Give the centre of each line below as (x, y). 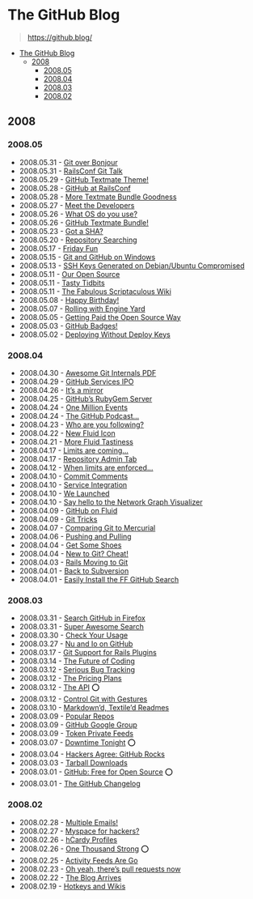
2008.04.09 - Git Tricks (58, 519)
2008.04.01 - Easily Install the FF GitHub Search (99, 579)
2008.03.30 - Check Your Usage (74, 635)
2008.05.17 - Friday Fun (59, 248)
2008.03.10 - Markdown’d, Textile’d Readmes (94, 708)
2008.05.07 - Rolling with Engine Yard (82, 309)
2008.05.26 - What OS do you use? (78, 214)
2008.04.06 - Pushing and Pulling (75, 536)
